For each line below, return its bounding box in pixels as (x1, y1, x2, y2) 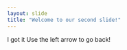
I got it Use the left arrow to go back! (7, 35, 111, 43)
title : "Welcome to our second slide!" (7, 16, 122, 23)
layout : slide (7, 10, 48, 17)
